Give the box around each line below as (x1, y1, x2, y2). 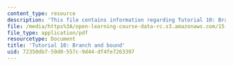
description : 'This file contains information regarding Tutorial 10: (7, 16, 216, 23)
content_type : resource (7, 10, 76, 17)
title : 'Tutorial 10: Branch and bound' (7, 42, 126, 49)
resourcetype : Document (7, 36, 76, 43)
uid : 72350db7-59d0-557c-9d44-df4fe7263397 (7, 49, 135, 56)
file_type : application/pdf (7, 29, 89, 36)
